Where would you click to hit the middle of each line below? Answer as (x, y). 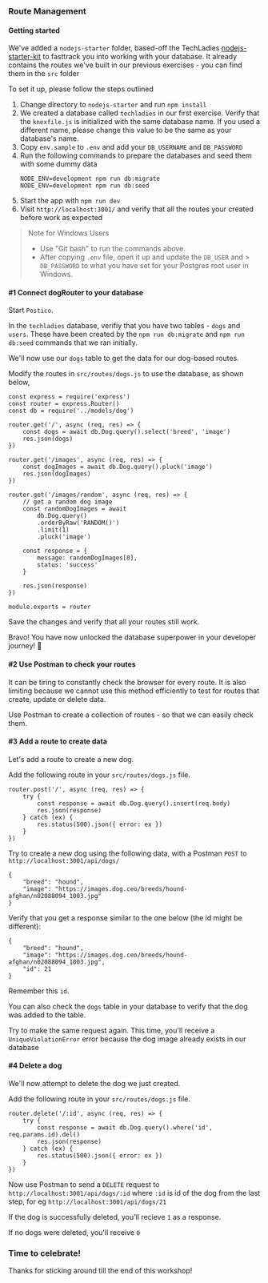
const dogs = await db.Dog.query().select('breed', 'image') (126, 432)
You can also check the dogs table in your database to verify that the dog (128, 1006)
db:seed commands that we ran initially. (73, 343)
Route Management (47, 11)
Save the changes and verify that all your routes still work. (104, 622)
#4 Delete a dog (35, 1065)
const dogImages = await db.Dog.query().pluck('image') (118, 467)
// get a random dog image (68, 502)
